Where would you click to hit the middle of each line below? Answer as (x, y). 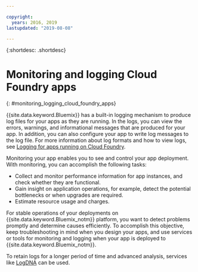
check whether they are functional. (58, 183)
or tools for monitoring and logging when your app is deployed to (86, 239)
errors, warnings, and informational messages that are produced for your (96, 128)
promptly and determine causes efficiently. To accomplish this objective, (95, 226)
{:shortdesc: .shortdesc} (36, 50)
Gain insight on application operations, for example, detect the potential (103, 189)
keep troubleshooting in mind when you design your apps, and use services (99, 232)
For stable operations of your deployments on (62, 213)
